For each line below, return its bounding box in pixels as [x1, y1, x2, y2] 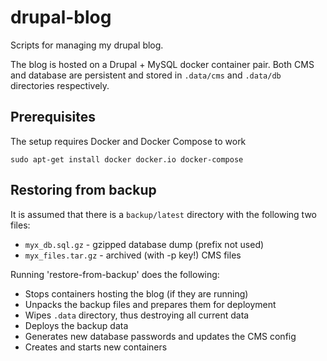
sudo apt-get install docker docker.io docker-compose [10, 154, 244, 165]
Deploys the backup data [24, 319, 129, 331]
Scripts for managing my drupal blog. [10, 39, 164, 51]
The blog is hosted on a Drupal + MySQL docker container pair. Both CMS [10, 58, 315, 70]
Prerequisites [10, 109, 96, 126]
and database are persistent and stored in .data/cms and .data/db [10, 69, 282, 81]
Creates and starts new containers [24, 341, 168, 353]
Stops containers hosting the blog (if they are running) [24, 287, 249, 300]
